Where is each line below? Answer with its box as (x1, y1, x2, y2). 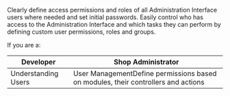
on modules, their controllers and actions (73, 77, 205, 86)
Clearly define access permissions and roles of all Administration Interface (7, 6, 218, 14)
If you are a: (7, 41, 41, 49)
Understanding (10, 69, 59, 78)
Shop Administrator (114, 58, 179, 67)
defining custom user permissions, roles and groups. (7, 27, 156, 36)
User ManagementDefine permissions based (73, 69, 217, 78)
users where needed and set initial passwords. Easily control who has (7, 13, 204, 21)
